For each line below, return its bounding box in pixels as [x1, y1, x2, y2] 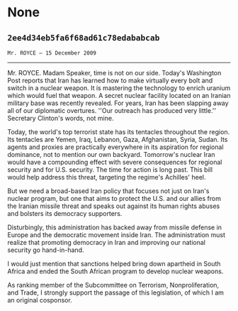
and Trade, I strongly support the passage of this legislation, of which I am [7, 288, 225, 297]
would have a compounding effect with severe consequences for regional [7, 158, 222, 166]
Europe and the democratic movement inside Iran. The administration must [7, 231, 225, 239]
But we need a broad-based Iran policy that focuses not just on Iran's [7, 187, 210, 195]
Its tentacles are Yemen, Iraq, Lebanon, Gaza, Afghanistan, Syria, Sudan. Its [7, 136, 228, 143]
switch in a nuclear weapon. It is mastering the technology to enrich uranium [7, 84, 231, 92]
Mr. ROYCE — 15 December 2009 [7, 50, 97, 57]
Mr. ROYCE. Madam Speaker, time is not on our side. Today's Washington [7, 69, 222, 77]
